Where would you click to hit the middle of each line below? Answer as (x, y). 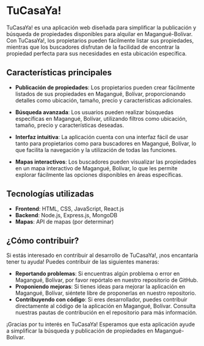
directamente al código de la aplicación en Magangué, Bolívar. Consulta (105, 306)
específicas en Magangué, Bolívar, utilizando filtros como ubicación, (101, 118)
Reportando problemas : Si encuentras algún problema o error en (97, 274)
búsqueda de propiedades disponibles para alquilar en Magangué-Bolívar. (100, 34)
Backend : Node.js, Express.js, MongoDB (66, 215)
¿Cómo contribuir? (43, 241)
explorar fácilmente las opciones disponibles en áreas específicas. (99, 175)
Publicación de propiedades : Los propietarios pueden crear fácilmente (105, 87)
